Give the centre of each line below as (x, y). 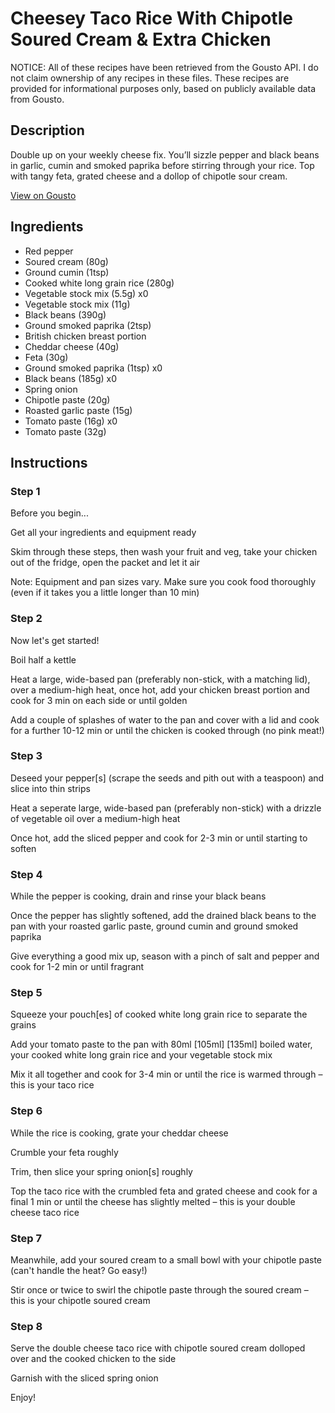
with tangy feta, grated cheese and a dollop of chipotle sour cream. (149, 176)
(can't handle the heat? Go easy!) (79, 1271)
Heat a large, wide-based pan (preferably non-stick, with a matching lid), (160, 679)
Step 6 (26, 1111)
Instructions (49, 462)
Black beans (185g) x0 (71, 378)
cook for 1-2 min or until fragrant (77, 967)
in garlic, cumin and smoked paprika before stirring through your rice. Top (162, 165)
